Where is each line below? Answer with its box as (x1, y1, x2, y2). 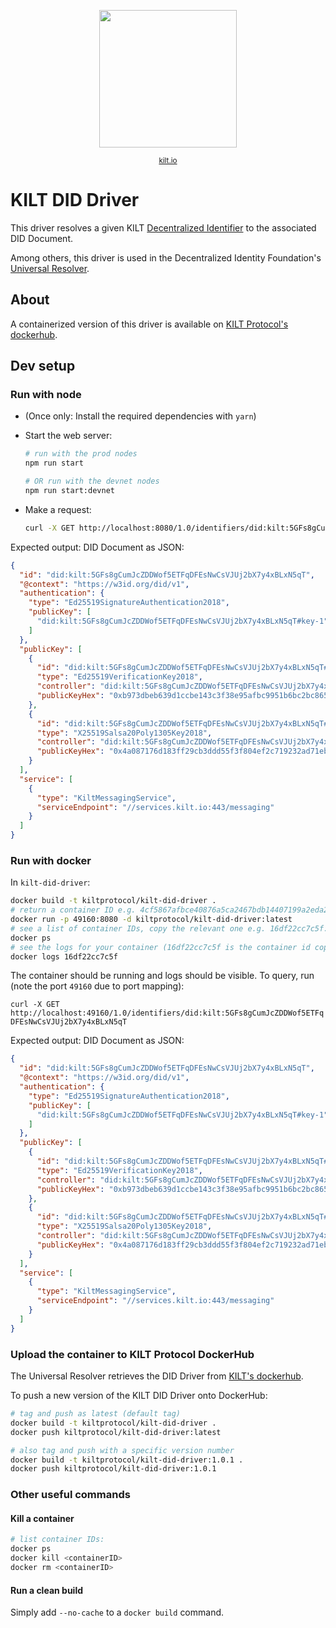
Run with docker (10, 853, 92, 867)
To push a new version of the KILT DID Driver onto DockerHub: (10, 1390, 268, 1402)
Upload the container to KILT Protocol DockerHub (10, 1347, 255, 1361)
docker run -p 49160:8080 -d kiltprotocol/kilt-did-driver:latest (10, 915, 293, 925)
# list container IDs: (10, 1535, 105, 1545)
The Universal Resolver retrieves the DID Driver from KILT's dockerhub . (10, 1370, 304, 1382)
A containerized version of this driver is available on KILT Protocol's (10, 318, 289, 330)
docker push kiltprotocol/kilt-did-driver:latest (10, 1427, 222, 1437)
